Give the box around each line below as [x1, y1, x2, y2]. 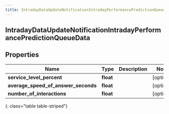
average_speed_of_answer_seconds [8, 82, 97, 89]
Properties [5, 50, 39, 59]
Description [119, 65, 147, 72]
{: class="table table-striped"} [5, 103, 68, 109]
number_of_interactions [8, 90, 66, 97]
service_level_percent [8, 73, 62, 80]
